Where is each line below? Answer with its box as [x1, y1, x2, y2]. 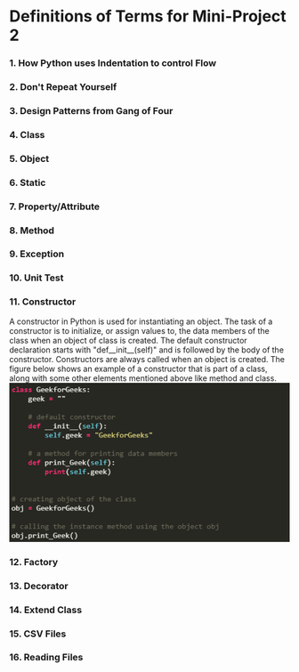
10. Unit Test [9, 271, 64, 284]
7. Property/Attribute [9, 200, 101, 213]
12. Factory [9, 555, 59, 568]
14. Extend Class [9, 603, 83, 616]
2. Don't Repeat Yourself [9, 81, 117, 93]
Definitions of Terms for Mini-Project [9, 6, 287, 27]
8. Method [9, 224, 55, 237]
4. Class [9, 128, 45, 141]
